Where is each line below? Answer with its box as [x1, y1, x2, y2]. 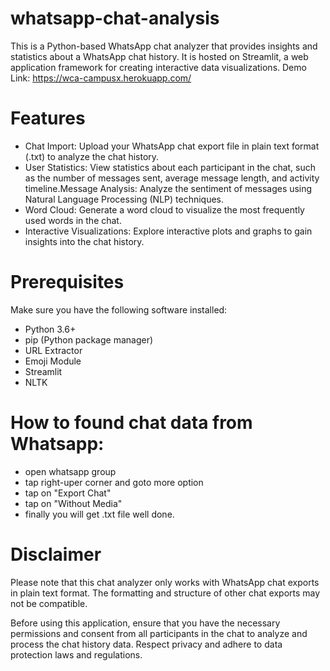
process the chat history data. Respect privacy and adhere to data [10, 638, 283, 650]
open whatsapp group [24, 465, 117, 477]
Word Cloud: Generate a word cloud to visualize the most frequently [24, 203, 305, 216]
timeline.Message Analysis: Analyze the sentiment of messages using [24, 182, 313, 194]
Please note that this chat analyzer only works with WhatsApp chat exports [10, 576, 320, 588]
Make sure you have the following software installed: [10, 303, 228, 316]
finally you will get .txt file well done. [24, 508, 175, 520]
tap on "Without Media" [24, 497, 123, 509]
